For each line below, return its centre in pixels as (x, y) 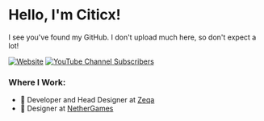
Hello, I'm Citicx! (65, 15)
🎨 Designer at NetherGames (67, 108)
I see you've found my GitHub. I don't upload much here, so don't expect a (132, 37)
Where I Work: (37, 82)
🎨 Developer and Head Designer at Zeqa (87, 100)
